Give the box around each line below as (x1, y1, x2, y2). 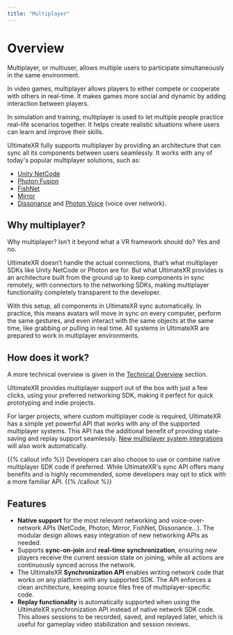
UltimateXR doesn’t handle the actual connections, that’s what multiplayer (7, 259, 218, 267)
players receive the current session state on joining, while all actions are (17, 553, 225, 562)
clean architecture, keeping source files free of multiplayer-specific (17, 583, 211, 591)
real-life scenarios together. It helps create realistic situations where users (7, 120, 220, 128)
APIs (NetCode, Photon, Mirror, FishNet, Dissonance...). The (42, 524, 214, 532)
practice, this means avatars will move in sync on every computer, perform (7, 309, 221, 317)
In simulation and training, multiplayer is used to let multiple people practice (7, 112, 224, 121)
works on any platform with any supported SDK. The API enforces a (17, 576, 211, 583)
